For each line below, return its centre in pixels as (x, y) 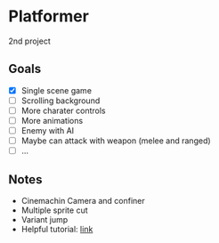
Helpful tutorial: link (57, 229)
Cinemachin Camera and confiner (83, 201)
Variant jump (45, 219)
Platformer (49, 16)
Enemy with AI (48, 130)
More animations (52, 120)
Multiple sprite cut (54, 210)
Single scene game (57, 90)
